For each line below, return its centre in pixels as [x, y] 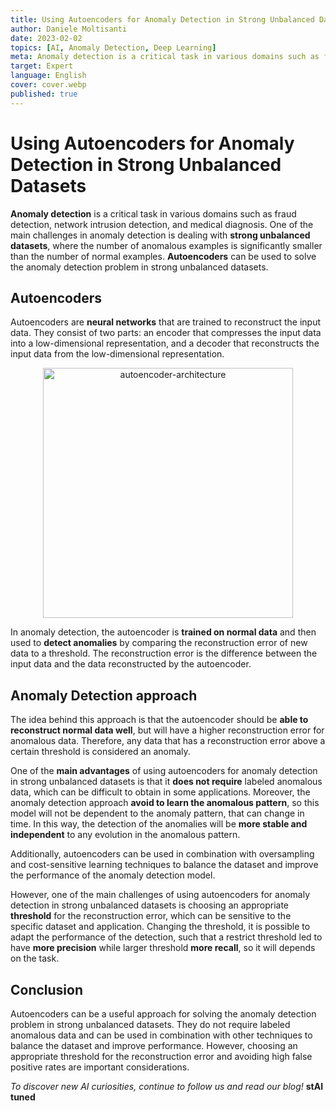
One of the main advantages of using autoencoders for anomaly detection [164, 771]
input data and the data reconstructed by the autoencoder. [131, 664]
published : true [44, 94]
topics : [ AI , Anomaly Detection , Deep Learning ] [113, 47]
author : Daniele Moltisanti [69, 29]
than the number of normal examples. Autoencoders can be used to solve [163, 256]
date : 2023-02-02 [46, 38]
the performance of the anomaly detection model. [113, 875]
